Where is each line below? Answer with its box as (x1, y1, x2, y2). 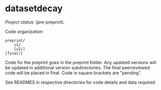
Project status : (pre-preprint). (5, 19, 65, 25)
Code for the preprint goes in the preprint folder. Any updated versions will (5, 59, 157, 65)
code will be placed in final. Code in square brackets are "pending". (5, 69, 142, 76)
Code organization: (5, 28, 44, 34)
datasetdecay (5, 3, 63, 14)
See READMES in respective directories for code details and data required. (5, 79, 157, 85)
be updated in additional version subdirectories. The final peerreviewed (5, 65, 150, 70)
